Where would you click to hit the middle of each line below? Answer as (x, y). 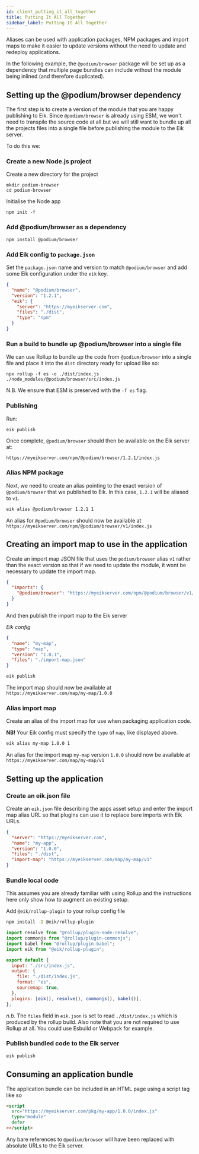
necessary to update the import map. (51, 571)
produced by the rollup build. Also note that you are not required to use (93, 1022)
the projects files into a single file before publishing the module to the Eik (95, 128)
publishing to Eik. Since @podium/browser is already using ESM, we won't (94, 116)
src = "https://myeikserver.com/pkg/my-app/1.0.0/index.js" (85, 1111)
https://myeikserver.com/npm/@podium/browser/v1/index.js (79, 526)
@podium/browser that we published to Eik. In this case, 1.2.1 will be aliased (97, 492)
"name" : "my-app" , (34, 843)
